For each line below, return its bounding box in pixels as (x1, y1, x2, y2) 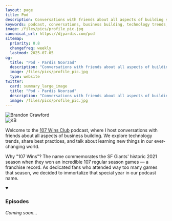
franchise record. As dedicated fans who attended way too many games (5, 164, 158, 170)
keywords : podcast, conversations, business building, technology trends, (5, 21, 168, 27)
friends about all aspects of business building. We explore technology (5, 132, 153, 139)
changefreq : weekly (10, 46, 52, 51)
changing (5, 144, 26, 150)
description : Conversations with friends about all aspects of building (5, 17, 164, 22)
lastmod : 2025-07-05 (10, 50, 54, 55)
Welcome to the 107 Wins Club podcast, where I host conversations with (5, 127, 158, 134)
